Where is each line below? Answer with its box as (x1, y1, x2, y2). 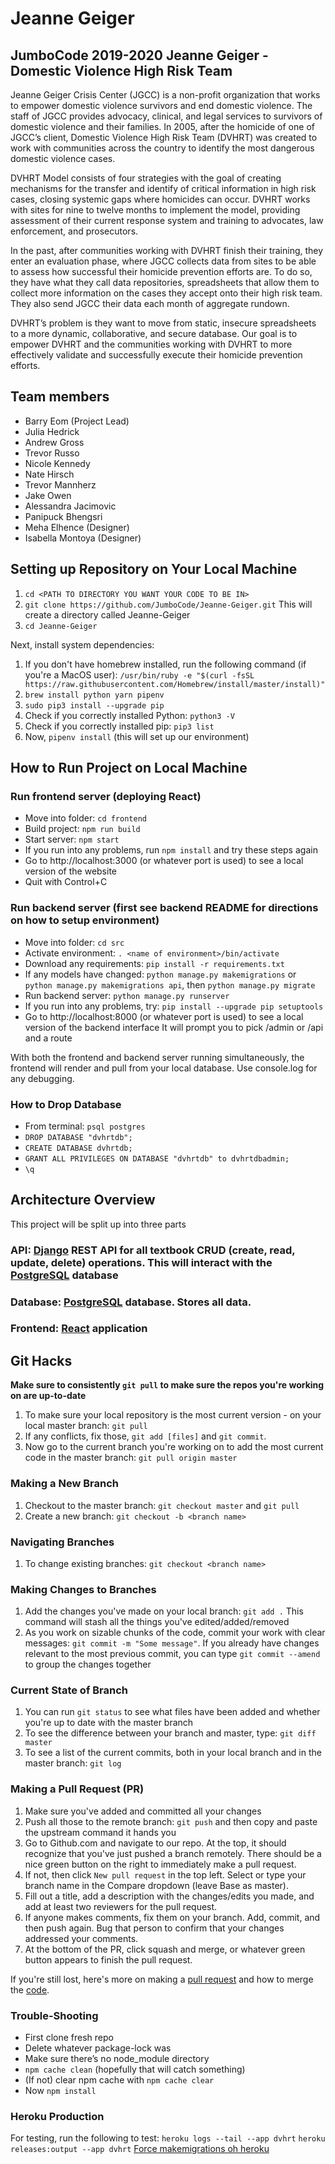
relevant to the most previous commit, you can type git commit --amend (24, 1648, 321, 1660)
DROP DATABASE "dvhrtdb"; (24, 1132, 133, 1142)
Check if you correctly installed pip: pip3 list (24, 720, 215, 732)
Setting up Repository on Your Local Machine (10, 561, 298, 578)
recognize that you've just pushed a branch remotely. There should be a (24, 1847, 322, 1859)
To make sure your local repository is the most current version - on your (24, 1409, 322, 1421)
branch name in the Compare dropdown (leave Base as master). (24, 1879, 289, 1891)
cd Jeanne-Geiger (24, 621, 98, 631)
